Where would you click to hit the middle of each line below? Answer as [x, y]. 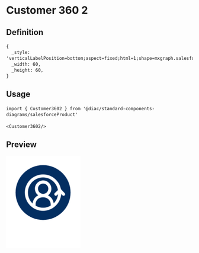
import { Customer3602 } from [44, 108]
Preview [22, 145]
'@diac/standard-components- [119, 108]
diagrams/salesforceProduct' [42, 114]
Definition [25, 32]
